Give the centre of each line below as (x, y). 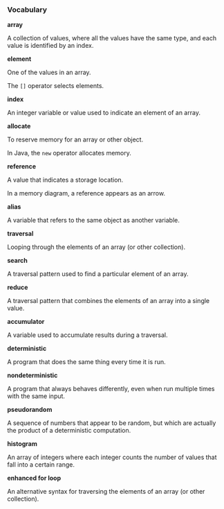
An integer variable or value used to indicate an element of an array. (104, 113)
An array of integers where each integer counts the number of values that (112, 457)
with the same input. (36, 396)
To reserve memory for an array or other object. (75, 139)
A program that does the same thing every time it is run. (86, 362)
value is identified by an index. (50, 46)
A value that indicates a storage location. (65, 180)
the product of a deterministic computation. (69, 431)
